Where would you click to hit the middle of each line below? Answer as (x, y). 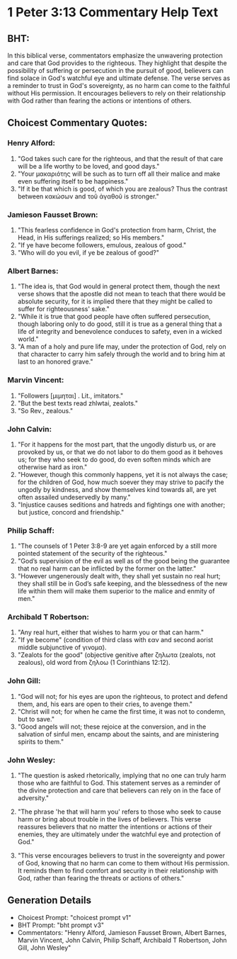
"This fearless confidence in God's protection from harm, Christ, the (117, 230)
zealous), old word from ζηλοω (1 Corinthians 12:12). (94, 663)
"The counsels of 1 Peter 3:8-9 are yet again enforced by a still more (117, 546)
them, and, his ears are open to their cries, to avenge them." (105, 704)
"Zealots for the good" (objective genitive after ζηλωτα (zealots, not (116, 655)
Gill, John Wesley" (44, 948)
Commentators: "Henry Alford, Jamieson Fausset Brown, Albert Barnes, (122, 932)
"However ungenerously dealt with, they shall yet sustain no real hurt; (119, 576)
